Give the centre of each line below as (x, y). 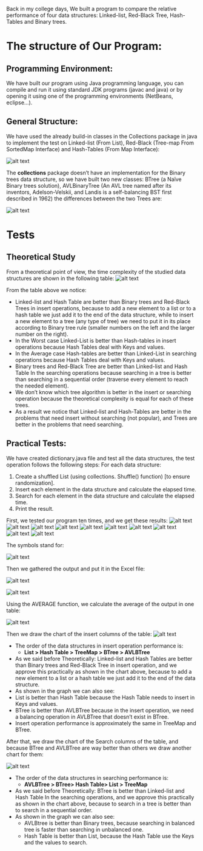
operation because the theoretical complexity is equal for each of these (104, 398)
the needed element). (42, 386)
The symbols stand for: (35, 545)
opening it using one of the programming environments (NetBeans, (90, 96)
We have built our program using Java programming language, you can (95, 83)
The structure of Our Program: (84, 46)
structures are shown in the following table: (60, 278)
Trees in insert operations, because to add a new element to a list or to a (105, 308)
